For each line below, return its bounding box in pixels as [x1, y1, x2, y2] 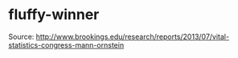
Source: [8, 32, 35, 41]
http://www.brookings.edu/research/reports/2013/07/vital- [35, 32, 230, 41]
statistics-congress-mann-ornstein [8, 40, 125, 49]
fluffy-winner [8, 6, 100, 24]
